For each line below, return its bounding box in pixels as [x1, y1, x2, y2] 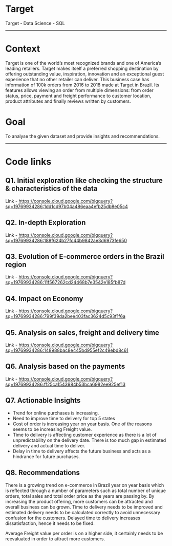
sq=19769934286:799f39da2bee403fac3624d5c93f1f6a [5, 313, 126, 319]
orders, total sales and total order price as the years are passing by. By [5, 493, 155, 499]
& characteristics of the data [5, 184, 98, 193]
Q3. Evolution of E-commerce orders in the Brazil [5, 252, 165, 261]
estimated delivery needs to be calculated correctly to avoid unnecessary [5, 509, 160, 515]
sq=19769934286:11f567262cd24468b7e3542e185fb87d [5, 279, 126, 286]
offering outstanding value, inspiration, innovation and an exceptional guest [5, 70, 164, 77]
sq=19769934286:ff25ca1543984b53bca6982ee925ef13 [5, 381, 126, 387]
